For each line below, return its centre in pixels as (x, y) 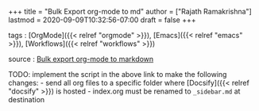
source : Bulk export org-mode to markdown (81, 59)
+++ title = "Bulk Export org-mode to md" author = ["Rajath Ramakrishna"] (130, 11)
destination (27, 100)
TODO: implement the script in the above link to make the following (118, 74)
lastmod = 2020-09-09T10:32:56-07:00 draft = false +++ (102, 20)
